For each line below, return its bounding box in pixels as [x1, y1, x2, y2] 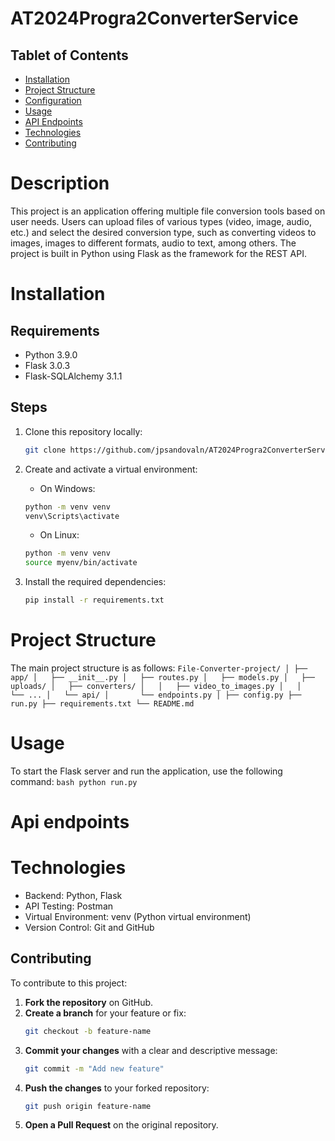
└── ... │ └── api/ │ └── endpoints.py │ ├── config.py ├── [10, 690, 302, 700]
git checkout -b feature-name [24, 1026, 152, 1036]
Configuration [24, 95, 82, 106]
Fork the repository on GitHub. [24, 996, 154, 1008]
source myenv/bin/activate [24, 558, 138, 568]
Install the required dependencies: [24, 576, 167, 588]
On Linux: [39, 529, 80, 541]
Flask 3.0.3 [24, 359, 71, 371]
